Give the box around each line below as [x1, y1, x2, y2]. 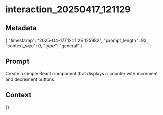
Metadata [5, 24, 37, 32]
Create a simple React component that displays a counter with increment [5, 70, 158, 76]
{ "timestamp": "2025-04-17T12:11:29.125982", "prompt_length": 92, [5, 37, 148, 43]
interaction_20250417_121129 [5, 4, 131, 15]
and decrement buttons [5, 76, 55, 82]
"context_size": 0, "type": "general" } [5, 43, 83, 49]
